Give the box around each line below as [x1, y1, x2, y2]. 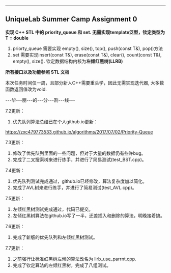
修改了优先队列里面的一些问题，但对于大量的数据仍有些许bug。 [12, 150, 146, 156]
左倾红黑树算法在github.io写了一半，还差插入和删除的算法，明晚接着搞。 [12, 212, 165, 219]
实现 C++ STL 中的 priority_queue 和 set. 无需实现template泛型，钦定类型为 [5, 29, 165, 35]
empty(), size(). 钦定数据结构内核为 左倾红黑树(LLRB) [12, 58, 123, 64]
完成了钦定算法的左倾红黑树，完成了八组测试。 [12, 262, 111, 268]
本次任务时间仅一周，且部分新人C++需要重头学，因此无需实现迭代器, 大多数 [5, 79, 164, 86]
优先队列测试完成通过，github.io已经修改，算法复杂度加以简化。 [12, 178, 148, 184]
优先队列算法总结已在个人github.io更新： [12, 118, 98, 125]
